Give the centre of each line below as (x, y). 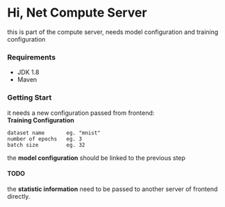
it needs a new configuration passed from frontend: (81, 113)
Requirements (32, 57)
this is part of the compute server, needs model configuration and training (113, 32)
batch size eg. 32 (46, 145)
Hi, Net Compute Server (77, 13)
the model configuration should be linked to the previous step (97, 158)
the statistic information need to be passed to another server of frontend (112, 189)
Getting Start (30, 98)
